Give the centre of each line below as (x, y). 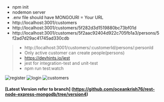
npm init (20, 7)
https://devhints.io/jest (47, 58)
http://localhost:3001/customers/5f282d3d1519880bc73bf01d (74, 28)
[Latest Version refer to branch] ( (39, 89)
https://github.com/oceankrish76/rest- (114, 89)
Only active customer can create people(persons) (74, 53)
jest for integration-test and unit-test (61, 63)
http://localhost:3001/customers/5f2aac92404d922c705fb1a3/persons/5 (86, 33)
